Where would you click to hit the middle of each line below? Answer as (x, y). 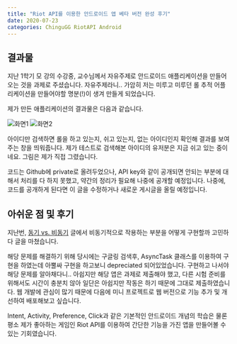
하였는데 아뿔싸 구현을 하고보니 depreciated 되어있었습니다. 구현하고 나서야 (125, 265)
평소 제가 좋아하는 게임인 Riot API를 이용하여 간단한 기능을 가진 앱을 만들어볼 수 (117, 324)
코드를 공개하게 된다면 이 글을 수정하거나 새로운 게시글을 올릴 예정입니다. (107, 189)
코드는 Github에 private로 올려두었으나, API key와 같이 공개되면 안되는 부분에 (114, 172)
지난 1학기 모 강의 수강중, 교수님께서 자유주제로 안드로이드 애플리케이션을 (108, 76)
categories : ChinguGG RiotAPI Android (64, 27)
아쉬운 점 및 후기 (41, 214)
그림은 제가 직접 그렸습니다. (60, 157)
